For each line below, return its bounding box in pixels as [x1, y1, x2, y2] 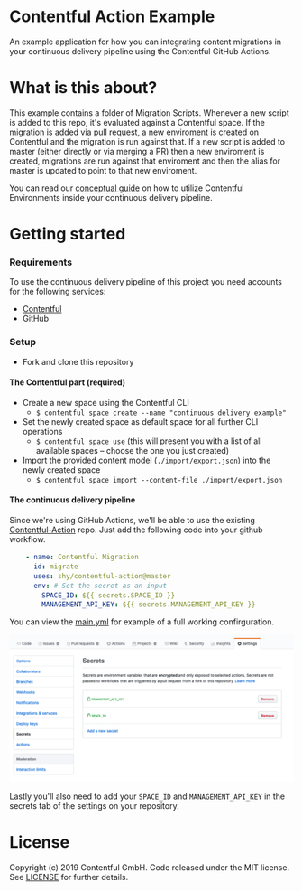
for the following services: [9, 286, 106, 297]
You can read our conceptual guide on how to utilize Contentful [9, 183, 244, 193]
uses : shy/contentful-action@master [32, 571, 171, 580]
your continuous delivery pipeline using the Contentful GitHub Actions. [9, 45, 272, 56]
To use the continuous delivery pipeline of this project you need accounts [9, 277, 282, 287]
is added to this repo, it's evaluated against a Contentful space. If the [9, 117, 266, 127]
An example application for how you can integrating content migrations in [9, 36, 282, 47]
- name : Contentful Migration [25, 553, 140, 562]
